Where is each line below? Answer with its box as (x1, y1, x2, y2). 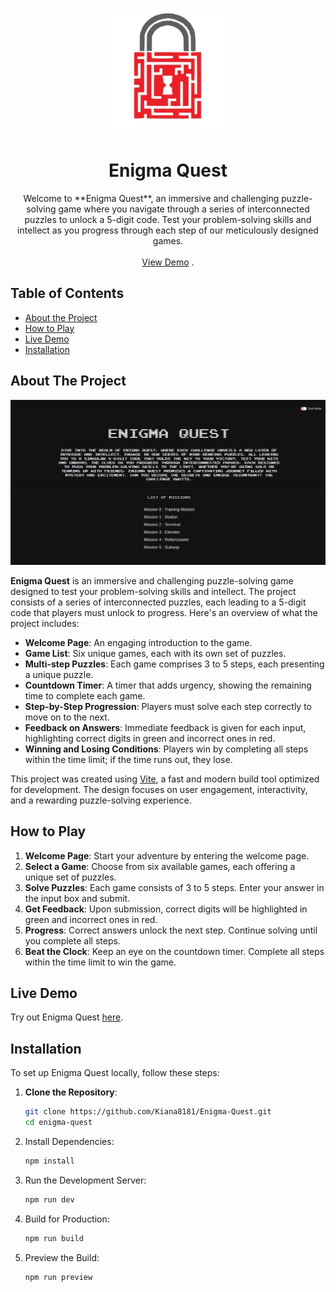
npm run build (24, 1233, 84, 1243)
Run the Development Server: (24, 1174, 147, 1186)
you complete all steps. (24, 934, 121, 947)
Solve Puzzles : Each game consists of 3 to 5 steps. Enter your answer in (24, 881, 325, 893)
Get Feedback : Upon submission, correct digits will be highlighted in (24, 903, 308, 915)
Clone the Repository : (24, 1086, 118, 1098)
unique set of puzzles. (24, 871, 117, 883)
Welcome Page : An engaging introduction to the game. (24, 636, 253, 648)
